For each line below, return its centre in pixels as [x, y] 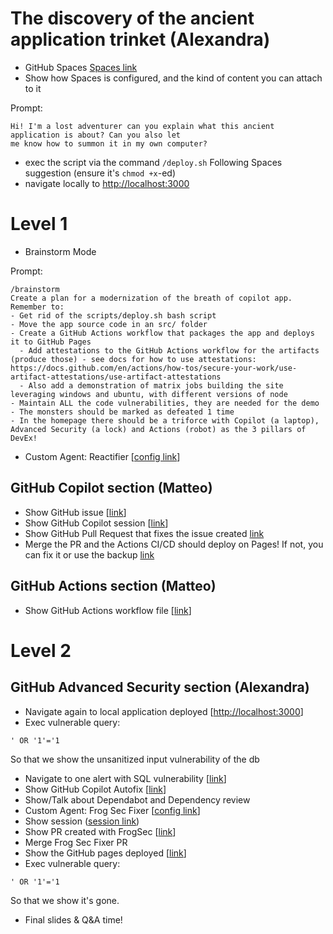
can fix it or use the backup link [89, 554]
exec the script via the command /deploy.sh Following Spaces [153, 162]
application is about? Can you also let [96, 135]
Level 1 [39, 224]
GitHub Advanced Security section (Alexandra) [160, 687]
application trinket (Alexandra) [140, 39]
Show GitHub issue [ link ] [75, 512]
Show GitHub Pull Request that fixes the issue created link [144, 533]
